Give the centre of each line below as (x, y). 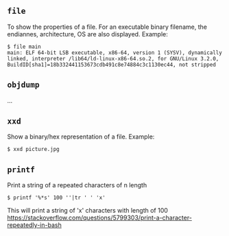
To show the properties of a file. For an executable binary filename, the (107, 27)
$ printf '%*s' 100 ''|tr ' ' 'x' (57, 198)
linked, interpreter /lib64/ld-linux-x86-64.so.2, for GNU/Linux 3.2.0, (113, 58)
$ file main (24, 47)
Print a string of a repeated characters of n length (77, 185)
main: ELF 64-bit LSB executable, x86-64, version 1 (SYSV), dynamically (115, 52)
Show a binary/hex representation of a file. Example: (81, 137)
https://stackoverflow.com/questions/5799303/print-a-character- (99, 218)
